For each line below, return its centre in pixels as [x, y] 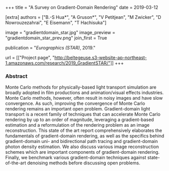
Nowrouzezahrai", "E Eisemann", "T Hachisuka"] [56, 23]
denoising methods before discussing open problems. [84, 163]
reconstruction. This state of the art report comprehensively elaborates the [84, 131]
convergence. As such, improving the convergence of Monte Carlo [75, 103]
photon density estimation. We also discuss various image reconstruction [82, 147]
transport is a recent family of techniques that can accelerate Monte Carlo [83, 115]
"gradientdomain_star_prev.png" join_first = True [56, 38]
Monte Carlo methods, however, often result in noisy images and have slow [84, 98]
